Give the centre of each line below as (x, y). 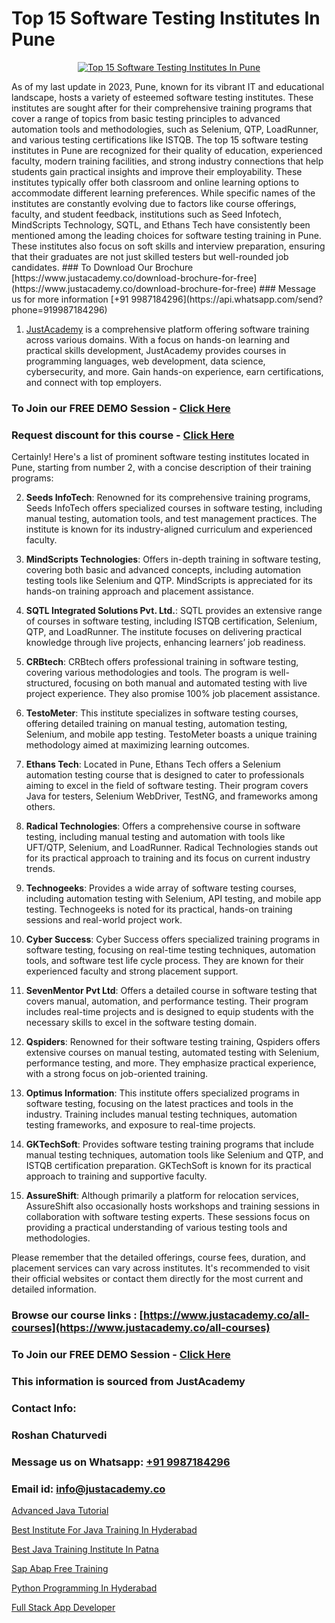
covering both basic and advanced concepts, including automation (163, 570)
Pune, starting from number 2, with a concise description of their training (161, 468)
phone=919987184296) (59, 309)
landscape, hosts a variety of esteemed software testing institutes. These (162, 97)
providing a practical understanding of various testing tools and (156, 1228)
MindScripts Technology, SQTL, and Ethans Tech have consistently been (161, 224)
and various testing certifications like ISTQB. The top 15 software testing (160, 139)
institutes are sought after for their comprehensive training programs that (162, 108)
